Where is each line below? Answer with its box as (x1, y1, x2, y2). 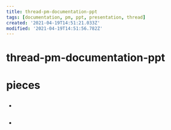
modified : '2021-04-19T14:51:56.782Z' (6, 25, 103, 32)
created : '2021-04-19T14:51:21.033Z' (6, 20, 100, 26)
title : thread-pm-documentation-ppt (6, 8, 97, 15)
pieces (6, 78, 41, 92)
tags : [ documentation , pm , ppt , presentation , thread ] (6, 14, 146, 20)
